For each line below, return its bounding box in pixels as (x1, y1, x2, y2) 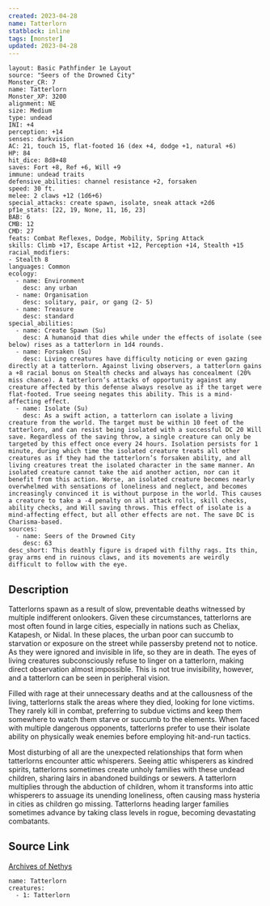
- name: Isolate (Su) (15, 404, 89, 413)
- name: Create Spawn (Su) (15, 327, 107, 335)
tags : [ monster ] (8, 34, 63, 43)
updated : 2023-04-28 (8, 42, 78, 50)
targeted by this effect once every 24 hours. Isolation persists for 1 (8, 440, 259, 448)
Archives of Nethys (8, 861, 73, 871)
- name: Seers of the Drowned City (15, 532, 136, 541)
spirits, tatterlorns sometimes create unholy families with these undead (8, 764, 245, 774)
